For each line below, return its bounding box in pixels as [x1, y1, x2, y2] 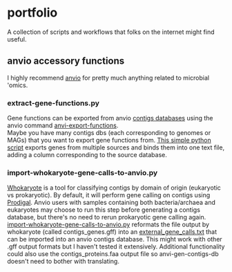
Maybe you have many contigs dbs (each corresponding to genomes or [7, 129, 211, 137]
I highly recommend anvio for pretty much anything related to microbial [7, 73, 209, 82]
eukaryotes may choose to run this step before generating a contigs [7, 206, 200, 214]
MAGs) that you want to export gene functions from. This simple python [7, 136, 212, 145]
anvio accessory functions [7, 55, 125, 67]
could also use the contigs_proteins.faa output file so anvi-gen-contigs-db [7, 250, 219, 258]
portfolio [7, 5, 58, 21]
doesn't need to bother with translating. [7, 257, 119, 266]
